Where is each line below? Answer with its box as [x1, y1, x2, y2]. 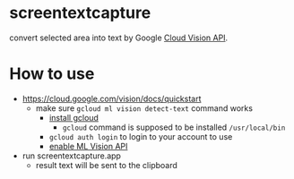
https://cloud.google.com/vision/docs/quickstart [22, 93, 202, 104]
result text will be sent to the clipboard [35, 159, 177, 170]
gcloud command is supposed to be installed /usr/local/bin [62, 122, 286, 132]
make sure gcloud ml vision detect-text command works [35, 102, 254, 114]
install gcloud [48, 112, 99, 123]
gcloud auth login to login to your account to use [48, 131, 233, 141]
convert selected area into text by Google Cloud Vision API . [9, 32, 229, 43]
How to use [9, 64, 95, 84]
